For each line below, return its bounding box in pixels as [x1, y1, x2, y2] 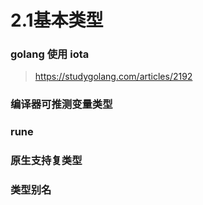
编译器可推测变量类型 [10, 97, 113, 111]
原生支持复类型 [10, 154, 83, 168]
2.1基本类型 [10, 9, 104, 32]
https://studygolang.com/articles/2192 [34, 71, 193, 83]
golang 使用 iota [10, 47, 90, 61]
